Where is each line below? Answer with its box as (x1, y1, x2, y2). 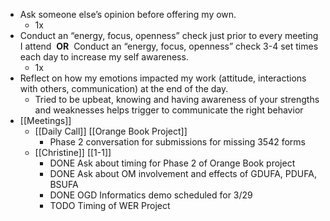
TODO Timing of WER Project (49, 200, 171, 211)
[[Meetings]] (19, 115, 72, 126)
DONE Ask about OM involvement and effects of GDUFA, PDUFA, (49, 168, 317, 179)
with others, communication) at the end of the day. (19, 83, 229, 94)
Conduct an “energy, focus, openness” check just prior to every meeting (19, 30, 319, 41)
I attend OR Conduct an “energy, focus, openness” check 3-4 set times (19, 40, 319, 52)
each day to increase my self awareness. (19, 51, 189, 63)
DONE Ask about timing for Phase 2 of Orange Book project (49, 157, 296, 169)
